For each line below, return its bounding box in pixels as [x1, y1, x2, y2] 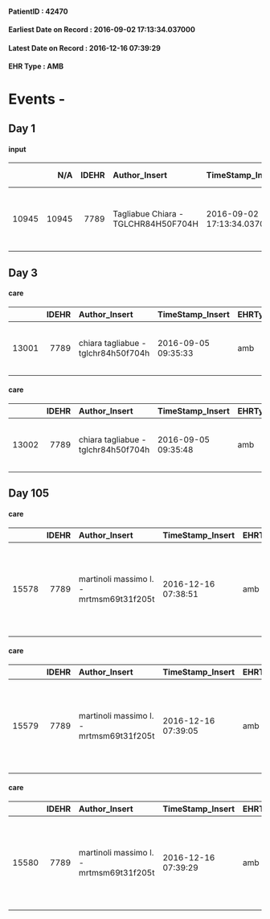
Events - [8, 89, 66, 108]
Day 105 [8, 487, 50, 501]
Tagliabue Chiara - [112, 208, 185, 220]
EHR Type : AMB [8, 61, 64, 72]
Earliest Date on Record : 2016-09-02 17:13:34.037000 [8, 25, 195, 35]
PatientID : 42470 [8, 6, 68, 16]
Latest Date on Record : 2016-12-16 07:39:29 [8, 43, 161, 52]
